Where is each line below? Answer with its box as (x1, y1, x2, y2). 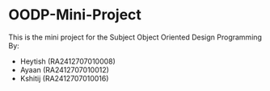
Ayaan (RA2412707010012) (19, 64, 109, 74)
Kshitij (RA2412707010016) (19, 73, 109, 83)
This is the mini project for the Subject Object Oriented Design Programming (8, 32, 263, 42)
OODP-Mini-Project (8, 6, 141, 24)
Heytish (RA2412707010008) (19, 56, 116, 66)
